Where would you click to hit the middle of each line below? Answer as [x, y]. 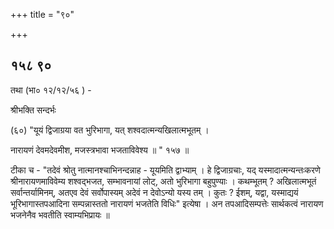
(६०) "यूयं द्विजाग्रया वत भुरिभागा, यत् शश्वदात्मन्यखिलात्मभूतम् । [110, 130]
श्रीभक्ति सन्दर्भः [33, 110]
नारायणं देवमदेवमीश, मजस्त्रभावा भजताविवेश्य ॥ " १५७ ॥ [100, 150]
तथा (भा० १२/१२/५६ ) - [51, 90]
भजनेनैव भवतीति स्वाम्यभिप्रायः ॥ [60, 215]
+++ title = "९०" [42, 14]
